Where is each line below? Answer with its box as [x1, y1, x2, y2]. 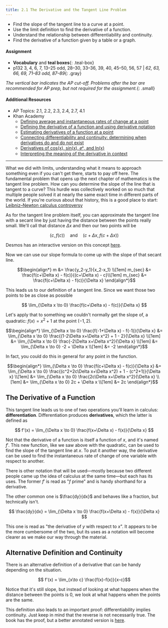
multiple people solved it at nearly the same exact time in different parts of [5, 192, 159, 198]
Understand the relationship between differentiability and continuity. [12, 32, 153, 38]
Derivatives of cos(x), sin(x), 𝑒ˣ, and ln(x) [20, 145, 105, 151]
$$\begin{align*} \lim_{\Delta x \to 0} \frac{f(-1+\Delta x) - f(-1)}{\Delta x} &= [5, 327, 163, 333]
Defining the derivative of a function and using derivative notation [20, 124, 156, 130]
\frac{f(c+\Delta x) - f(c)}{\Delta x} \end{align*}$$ [32, 277, 136, 283]
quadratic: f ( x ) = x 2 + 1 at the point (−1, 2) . [5, 317, 92, 324]
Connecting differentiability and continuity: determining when [20, 135, 147, 141]
